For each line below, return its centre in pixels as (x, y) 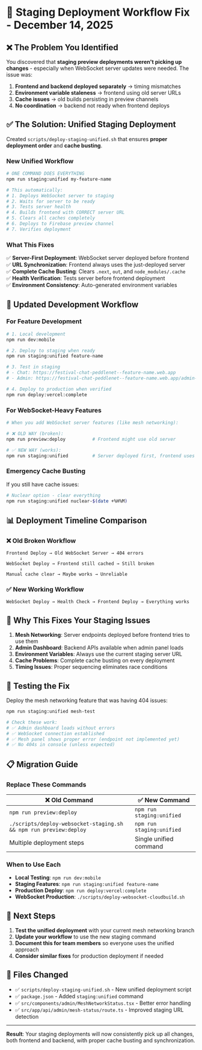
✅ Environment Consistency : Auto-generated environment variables (92, 285)
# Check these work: (32, 722)
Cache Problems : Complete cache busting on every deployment (95, 660)
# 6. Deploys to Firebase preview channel (60, 224)
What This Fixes (30, 245)
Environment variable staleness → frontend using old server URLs (98, 93)
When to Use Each (34, 864)
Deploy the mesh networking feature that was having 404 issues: (87, 701)
